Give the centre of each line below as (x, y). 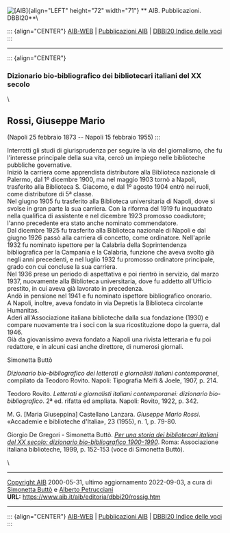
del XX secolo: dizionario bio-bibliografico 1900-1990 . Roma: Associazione (113, 442)
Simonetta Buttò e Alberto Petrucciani (60, 490)
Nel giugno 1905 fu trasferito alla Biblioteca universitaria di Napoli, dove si (111, 201)
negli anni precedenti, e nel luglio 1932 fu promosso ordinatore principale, (111, 259)
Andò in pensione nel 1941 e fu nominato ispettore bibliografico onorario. (110, 296)
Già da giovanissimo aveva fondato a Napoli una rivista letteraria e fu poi (109, 339)
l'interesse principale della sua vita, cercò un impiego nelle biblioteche (106, 158)
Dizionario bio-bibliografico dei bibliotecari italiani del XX (104, 75)
